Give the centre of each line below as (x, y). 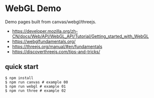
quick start (22, 67)
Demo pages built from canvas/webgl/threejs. (51, 22)
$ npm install (19, 78)
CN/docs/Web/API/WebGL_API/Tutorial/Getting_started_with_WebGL (80, 36)
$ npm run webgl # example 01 (36, 86)
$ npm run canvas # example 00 (37, 82)
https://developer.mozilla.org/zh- (45, 31)
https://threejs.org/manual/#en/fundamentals (57, 46)
